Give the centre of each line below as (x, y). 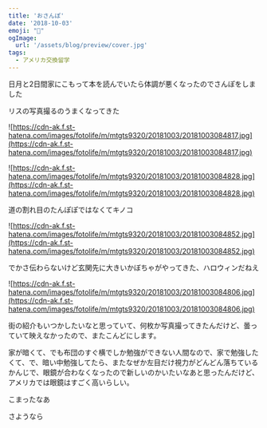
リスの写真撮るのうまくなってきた (64, 111)
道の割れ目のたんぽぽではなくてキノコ (71, 209)
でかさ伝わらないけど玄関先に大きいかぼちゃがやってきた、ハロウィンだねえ (133, 267)
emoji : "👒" (26, 30)
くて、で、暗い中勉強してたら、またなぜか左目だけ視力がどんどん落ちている (133, 362)
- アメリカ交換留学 (43, 61)
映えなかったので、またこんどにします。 (95, 335)
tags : (17, 53)
